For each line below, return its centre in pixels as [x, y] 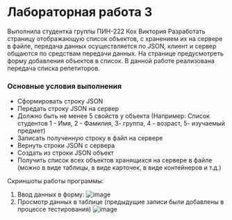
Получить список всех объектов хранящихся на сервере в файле [115, 160]
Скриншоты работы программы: [56, 181]
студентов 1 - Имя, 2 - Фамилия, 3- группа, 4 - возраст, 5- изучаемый [121, 124]
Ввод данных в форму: [51, 194]
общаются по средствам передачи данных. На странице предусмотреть [116, 53]
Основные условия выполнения [65, 86]
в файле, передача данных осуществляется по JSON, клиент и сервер [112, 46]
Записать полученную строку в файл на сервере [90, 138]
